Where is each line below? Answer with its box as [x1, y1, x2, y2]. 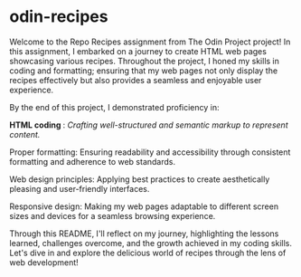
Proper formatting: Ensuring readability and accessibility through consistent [9, 147, 291, 158]
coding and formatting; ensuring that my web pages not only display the [9, 65, 278, 76]
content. [9, 129, 41, 139]
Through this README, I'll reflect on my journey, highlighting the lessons [9, 228, 279, 239]
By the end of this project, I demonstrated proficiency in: [9, 101, 220, 112]
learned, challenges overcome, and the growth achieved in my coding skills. [9, 237, 292, 248]
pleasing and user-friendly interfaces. [9, 183, 150, 194]
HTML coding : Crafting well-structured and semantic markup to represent [9, 119, 288, 130]
